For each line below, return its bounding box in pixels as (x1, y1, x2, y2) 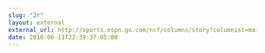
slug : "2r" (8, 11, 44, 19)
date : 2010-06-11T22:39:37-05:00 (8, 33, 118, 41)
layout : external (8, 19, 65, 26)
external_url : (8, 26, 55, 34)
